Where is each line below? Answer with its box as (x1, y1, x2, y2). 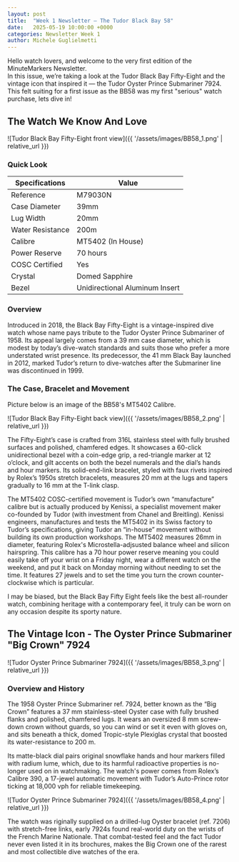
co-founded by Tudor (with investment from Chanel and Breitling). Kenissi (7, 510, 224, 518)
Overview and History (7, 683, 85, 693)
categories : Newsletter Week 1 (7, 30, 101, 38)
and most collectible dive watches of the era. (7, 847, 140, 856)
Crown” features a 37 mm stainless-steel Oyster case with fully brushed (7, 707, 219, 716)
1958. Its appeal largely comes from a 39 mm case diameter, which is (7, 336, 210, 344)
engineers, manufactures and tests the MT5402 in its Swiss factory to (7, 517, 213, 526)
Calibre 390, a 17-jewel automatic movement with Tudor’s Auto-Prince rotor (7, 774, 229, 783)
